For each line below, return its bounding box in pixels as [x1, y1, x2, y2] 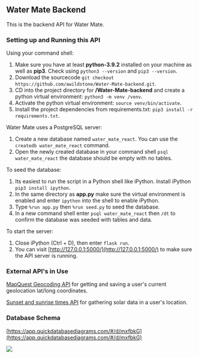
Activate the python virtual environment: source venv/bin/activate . [14, 99, 182, 107]
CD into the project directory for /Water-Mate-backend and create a [14, 86, 185, 94]
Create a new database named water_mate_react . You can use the [14, 135, 178, 143]
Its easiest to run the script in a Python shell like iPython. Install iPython [14, 178, 191, 185]
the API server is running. [14, 252, 78, 259]
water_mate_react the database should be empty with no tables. [14, 154, 173, 162]
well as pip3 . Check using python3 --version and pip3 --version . [14, 67, 178, 74]
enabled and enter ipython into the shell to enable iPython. [14, 197, 160, 204]
